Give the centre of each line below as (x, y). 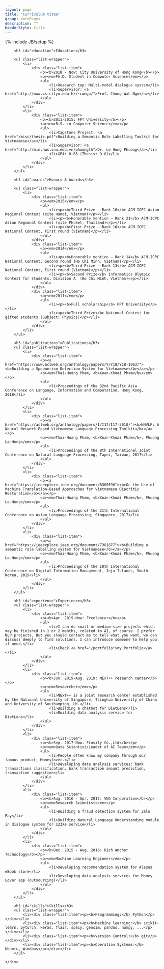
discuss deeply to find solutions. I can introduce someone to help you (81, 640)
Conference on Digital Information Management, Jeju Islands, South (77, 571)
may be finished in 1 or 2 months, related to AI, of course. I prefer (80, 631)
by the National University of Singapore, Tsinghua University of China (81, 700)
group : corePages (23, 19)
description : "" (22, 23)
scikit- (151, 923)
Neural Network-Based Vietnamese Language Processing (61, 429)
